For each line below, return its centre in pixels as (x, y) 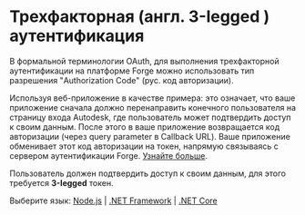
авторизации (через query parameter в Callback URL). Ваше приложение (150, 136)
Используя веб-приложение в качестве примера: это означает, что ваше (152, 98)
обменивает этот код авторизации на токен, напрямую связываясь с (144, 146)
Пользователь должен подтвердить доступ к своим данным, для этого (148, 173)
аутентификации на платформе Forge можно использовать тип (132, 71)
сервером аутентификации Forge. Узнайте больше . (108, 155)
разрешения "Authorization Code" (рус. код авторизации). (122, 80)
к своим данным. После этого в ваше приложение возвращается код (145, 127)
